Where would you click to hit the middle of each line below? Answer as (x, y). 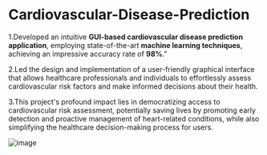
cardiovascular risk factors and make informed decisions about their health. (133, 86)
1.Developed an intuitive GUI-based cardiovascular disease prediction (125, 37)
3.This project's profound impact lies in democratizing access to (114, 101)
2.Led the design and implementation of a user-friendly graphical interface (131, 69)
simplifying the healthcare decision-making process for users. (111, 127)
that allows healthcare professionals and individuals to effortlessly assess (130, 77)
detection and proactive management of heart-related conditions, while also (134, 118)
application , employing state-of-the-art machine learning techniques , (125, 45)
